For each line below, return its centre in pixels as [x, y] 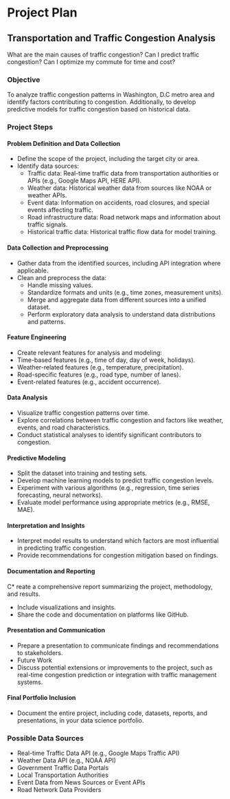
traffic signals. [47, 224]
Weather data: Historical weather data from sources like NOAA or [119, 188]
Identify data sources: [48, 166]
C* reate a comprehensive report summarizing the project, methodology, [110, 586]
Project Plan [42, 13]
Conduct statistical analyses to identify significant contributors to [109, 435]
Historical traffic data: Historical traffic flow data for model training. [122, 232]
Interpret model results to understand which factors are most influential [118, 541]
